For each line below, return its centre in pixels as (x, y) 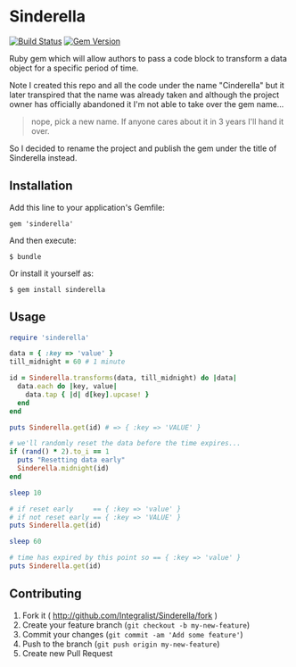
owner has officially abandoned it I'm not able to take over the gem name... (147, 104)
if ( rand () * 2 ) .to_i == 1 (59, 452)
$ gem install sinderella (57, 289)
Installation (41, 186)
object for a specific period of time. (74, 68)
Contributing (45, 594)
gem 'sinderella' (41, 224)
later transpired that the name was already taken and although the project (144, 95)
